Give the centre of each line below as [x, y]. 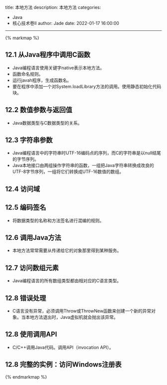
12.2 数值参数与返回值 [39, 110]
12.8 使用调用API [31, 334]
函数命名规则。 [28, 74]
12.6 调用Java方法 [33, 238]
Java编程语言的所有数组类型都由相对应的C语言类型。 [67, 281]
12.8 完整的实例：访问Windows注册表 [63, 365]
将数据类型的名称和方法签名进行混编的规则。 [58, 220]
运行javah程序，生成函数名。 [42, 80]
